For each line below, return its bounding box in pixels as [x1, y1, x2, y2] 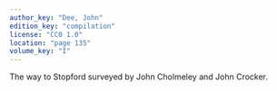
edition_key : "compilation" [9, 22, 116, 31]
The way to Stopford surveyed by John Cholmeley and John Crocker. [9, 71, 269, 82]
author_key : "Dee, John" [9, 13, 104, 23]
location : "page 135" [9, 38, 92, 48]
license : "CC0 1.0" [9, 30, 84, 39]
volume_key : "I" [9, 47, 71, 56]
